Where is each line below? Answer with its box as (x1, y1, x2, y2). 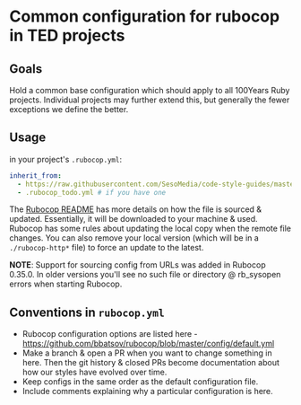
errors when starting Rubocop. (9, 278, 123, 289)
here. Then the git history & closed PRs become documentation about (21, 357, 280, 368)
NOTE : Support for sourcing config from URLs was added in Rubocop (9, 260, 266, 270)
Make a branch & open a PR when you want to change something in (21, 348, 272, 358)
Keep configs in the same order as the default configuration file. (21, 376, 259, 387)
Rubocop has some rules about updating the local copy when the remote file (9, 223, 292, 234)
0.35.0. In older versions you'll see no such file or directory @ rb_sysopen (9, 269, 281, 280)
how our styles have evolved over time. (21, 366, 168, 378)
